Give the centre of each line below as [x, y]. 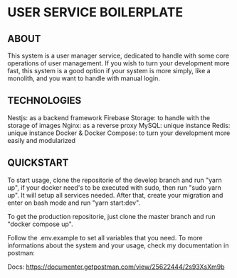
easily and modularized [42, 140]
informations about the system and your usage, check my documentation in [118, 245]
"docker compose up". [40, 224]
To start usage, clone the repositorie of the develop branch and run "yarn [115, 180]
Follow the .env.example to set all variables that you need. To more [105, 237]
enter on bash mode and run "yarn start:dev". [74, 203]
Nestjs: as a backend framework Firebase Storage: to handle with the [109, 117]
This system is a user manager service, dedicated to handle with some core [118, 55]
